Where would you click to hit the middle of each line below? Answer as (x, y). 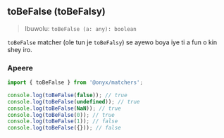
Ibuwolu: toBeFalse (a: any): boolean (80, 28)
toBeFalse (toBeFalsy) (56, 12)
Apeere (20, 68)
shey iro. (20, 49)
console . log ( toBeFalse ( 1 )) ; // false (63, 121)
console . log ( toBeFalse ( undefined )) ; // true (74, 101)
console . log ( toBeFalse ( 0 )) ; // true (61, 115)
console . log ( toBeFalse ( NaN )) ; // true (64, 108)
